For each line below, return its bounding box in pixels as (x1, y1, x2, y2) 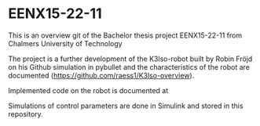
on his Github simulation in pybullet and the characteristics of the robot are (8, 62, 250, 71)
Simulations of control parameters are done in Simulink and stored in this (8, 101, 244, 110)
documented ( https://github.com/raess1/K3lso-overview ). (8, 70, 195, 80)
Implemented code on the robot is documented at (8, 85, 169, 95)
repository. (8, 109, 43, 118)
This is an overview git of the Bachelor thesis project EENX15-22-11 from (8, 31, 242, 40)
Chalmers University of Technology (8, 38, 123, 48)
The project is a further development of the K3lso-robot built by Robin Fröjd (8, 54, 253, 63)
